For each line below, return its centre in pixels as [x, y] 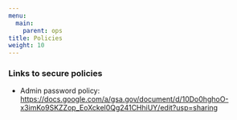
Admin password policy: [60, 91]
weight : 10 [27, 46]
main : [25, 23]
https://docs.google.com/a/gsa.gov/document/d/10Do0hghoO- [124, 99]
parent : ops [43, 30]
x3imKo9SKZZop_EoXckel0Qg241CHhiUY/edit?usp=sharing [119, 108]
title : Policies [35, 38]
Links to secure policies [55, 74]
